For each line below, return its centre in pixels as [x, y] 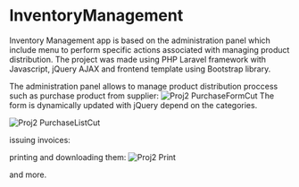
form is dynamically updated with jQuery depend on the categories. [133, 105]
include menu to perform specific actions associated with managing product [149, 49]
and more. [28, 174]
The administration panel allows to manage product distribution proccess [144, 86]
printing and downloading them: [68, 157]
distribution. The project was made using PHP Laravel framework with [137, 59]
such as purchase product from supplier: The [142, 96]
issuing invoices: [40, 140]
